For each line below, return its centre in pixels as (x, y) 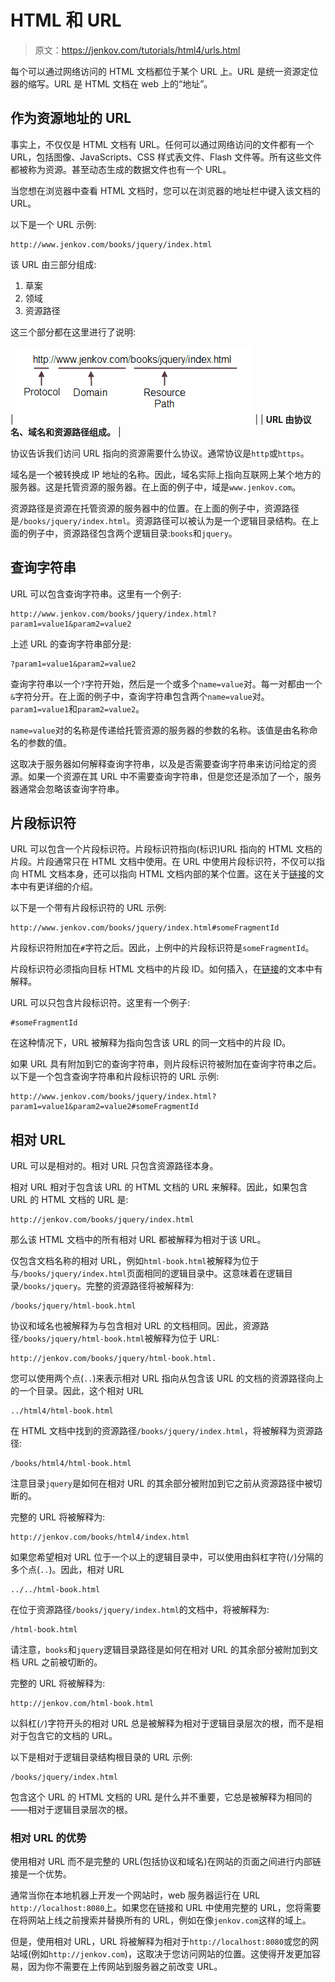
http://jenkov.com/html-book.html (82, 1704)
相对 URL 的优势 (48, 1838)
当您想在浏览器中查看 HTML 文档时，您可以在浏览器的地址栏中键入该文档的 (165, 190)
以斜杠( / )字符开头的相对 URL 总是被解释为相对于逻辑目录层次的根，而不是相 (167, 1723)
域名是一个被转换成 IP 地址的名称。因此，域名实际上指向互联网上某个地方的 (166, 474)
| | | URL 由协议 (161, 419)
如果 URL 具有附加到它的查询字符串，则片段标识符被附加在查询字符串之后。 (166, 1064)
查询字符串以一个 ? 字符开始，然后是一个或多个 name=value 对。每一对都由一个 (166, 683)
